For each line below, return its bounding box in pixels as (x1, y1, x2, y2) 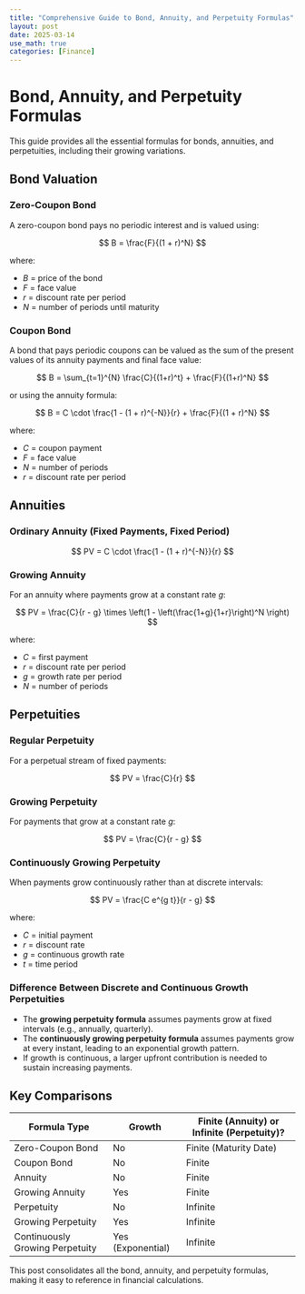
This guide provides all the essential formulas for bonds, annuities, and (9, 135, 274, 146)
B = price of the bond (22, 272, 103, 283)
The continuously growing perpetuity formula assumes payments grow (22, 1033, 295, 1044)
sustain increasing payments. (22, 1061, 133, 1073)
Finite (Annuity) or (198, 1115, 280, 1128)
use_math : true (9, 38, 67, 48)
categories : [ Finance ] (9, 47, 95, 56)
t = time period (22, 958, 79, 969)
